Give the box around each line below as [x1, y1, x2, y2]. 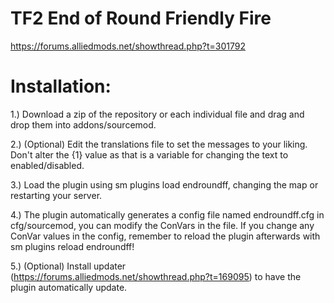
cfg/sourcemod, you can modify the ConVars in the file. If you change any [10, 219, 315, 231]
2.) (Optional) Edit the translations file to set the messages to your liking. [10, 138, 308, 150]
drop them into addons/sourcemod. [10, 118, 157, 131]
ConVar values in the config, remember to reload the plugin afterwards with [10, 230, 321, 242]
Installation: [10, 75, 112, 98]
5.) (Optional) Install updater [10, 260, 127, 272]
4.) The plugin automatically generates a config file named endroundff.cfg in [10, 208, 325, 221]
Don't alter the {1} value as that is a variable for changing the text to [10, 148, 289, 161]
